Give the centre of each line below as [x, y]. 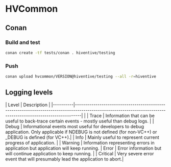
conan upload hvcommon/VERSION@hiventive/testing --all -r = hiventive [81, 77]
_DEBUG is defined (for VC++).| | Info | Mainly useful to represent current [82, 137]
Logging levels [29, 92]
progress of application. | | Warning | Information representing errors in [80, 142]
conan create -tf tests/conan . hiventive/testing [60, 53]
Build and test [23, 42]
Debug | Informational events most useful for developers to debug [75, 126]
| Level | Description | [28, 105]
